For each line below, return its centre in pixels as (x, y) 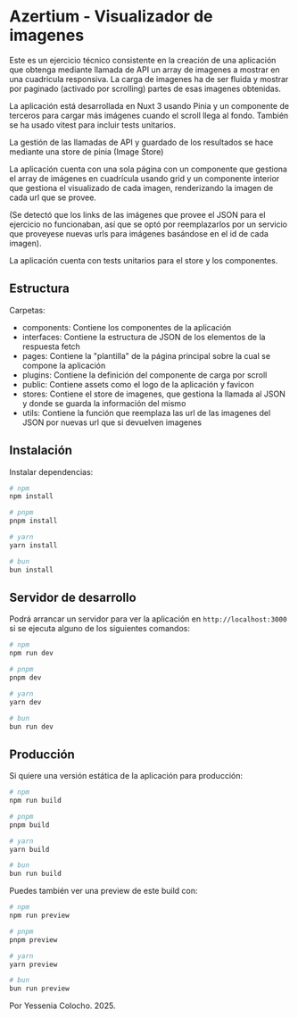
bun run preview (39, 989)
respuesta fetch (51, 346)
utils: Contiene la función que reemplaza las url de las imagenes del (146, 413)
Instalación (41, 451)
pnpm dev (25, 678)
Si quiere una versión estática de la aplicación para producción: (126, 776)
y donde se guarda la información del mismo (104, 403)
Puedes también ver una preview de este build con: (103, 891)
